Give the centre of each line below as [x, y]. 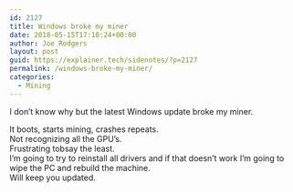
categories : [32, 77]
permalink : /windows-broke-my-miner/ [81, 69]
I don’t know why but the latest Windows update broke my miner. [131, 111]
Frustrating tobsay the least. [63, 148]
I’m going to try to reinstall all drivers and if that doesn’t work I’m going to [147, 158]
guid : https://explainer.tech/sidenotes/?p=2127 [104, 60]
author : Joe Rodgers [49, 43]
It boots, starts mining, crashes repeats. [84, 129]
